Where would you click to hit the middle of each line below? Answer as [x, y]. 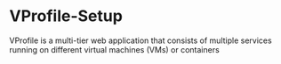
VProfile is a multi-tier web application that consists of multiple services [141, 40]
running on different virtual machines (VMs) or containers [114, 49]
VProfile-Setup [66, 16]
